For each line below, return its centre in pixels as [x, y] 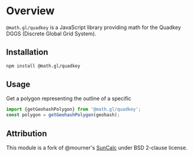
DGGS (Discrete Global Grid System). [51, 33]
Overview [30, 11]
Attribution [27, 134]
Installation [27, 52]
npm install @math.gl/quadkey [43, 66]
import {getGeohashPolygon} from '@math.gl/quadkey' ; [74, 110]
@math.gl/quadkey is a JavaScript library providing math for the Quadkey [94, 27]
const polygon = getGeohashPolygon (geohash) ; [63, 115]
